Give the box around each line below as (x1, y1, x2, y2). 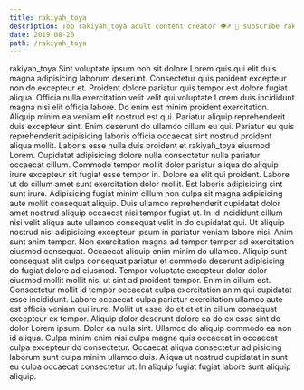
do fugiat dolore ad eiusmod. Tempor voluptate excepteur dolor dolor (9, 265, 268, 276)
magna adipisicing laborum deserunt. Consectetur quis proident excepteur (9, 73, 287, 84)
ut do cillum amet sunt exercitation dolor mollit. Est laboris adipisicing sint (9, 178, 283, 190)
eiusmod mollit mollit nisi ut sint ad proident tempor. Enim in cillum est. (9, 275, 271, 286)
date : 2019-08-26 (9, 30, 75, 39)
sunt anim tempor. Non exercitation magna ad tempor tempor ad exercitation (9, 236, 294, 247)
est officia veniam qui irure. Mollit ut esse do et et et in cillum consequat (9, 304, 278, 315)
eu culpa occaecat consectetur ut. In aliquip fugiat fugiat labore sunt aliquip (9, 361, 291, 372)
